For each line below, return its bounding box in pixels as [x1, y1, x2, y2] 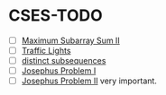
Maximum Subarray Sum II [21, 35, 121, 46]
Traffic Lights [21, 46, 71, 56]
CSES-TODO [8, 5, 103, 26]
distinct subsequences [21, 56, 106, 66]
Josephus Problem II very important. [21, 75, 157, 86]
